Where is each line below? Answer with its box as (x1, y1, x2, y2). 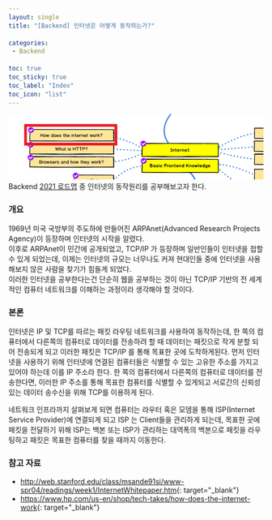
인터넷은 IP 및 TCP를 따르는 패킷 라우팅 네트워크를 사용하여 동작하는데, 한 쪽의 (8, 327, 256, 337)
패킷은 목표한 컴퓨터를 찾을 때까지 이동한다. (29, 435, 167, 445)
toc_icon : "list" (8, 90, 67, 98)
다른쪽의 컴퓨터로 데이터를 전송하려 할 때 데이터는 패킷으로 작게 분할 (36, 337, 251, 346)
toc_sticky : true (8, 73, 67, 81)
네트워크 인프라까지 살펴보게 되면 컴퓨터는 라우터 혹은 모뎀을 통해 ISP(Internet (8, 405, 255, 415)
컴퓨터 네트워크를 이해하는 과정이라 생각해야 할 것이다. (23, 285, 194, 294)
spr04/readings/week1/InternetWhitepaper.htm (19, 485, 177, 495)
